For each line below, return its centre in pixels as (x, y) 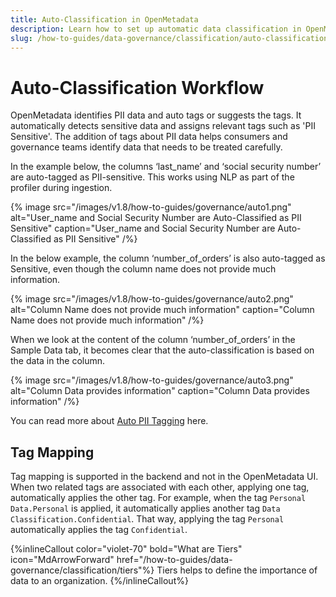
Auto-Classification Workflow (137, 87)
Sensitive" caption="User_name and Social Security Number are (143, 228)
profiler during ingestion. (61, 188)
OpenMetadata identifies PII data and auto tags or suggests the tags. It (156, 115)
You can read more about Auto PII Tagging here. (109, 421)
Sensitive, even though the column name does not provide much (143, 269)
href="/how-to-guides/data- (174, 560)
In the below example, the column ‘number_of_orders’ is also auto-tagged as (168, 258)
